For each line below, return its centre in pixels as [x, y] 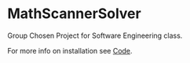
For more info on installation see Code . [70, 50]
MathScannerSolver [75, 14]
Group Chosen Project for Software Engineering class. [95, 35]
